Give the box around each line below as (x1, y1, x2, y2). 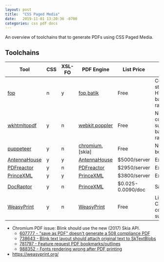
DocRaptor (7, 183, 32, 190)
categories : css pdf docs (5, 21, 58, 26)
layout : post (5, 7, 32, 12)
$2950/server (118, 165, 150, 171)
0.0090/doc (118, 187, 145, 193)
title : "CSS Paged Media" (5, 12, 60, 17)
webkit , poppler (78, 122, 113, 129)
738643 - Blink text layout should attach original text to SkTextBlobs (19, 236, 156, 241)
